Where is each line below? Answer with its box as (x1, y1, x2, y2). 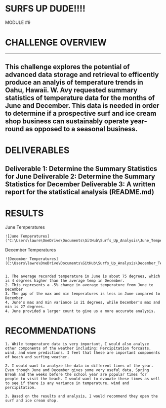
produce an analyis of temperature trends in (5, 78, 143, 87)
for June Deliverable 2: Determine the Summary (5, 172, 156, 180)
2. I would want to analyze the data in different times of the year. (5, 363, 154, 368)
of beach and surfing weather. (5, 354, 70, 359)
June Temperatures (5, 224, 45, 230)
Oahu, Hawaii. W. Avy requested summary (5, 86, 138, 94)
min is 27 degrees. (5, 304, 45, 309)
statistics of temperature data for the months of (5, 94, 155, 102)
